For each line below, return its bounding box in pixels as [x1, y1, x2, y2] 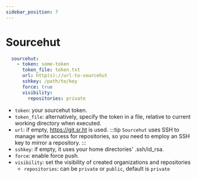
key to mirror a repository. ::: [14, 139, 87, 146]
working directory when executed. [14, 119, 102, 127]
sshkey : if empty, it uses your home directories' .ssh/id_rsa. [14, 145, 164, 153]
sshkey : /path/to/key [21, 78, 78, 84]
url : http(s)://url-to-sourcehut [21, 73, 108, 79]
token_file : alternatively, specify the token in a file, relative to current [14, 113, 191, 120]
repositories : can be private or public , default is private [23, 165, 170, 172]
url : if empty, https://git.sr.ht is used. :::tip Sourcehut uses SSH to [14, 126, 179, 133]
